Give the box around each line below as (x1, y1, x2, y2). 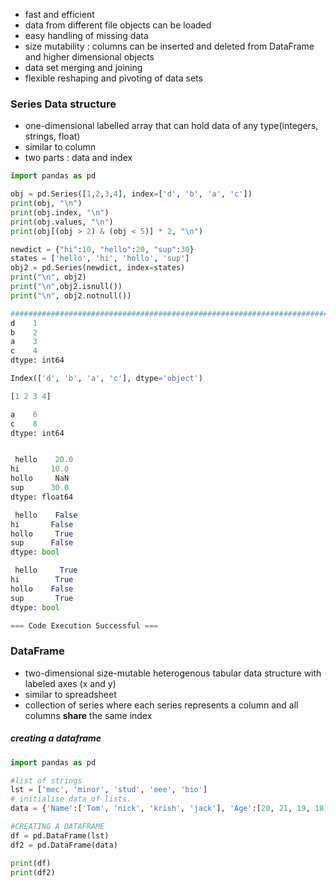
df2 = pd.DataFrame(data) (10, 840, 118, 850)
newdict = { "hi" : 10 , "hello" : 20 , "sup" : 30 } (10, 244, 195, 254)
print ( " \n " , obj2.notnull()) (10, 290, 132, 301)
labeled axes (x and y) (24, 677, 117, 689)
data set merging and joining (24, 62, 143, 73)
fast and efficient (24, 9, 95, 20)
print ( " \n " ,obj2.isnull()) (10, 282, 123, 292)
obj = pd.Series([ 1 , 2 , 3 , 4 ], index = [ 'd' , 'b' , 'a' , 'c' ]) (10, 189, 253, 199)
